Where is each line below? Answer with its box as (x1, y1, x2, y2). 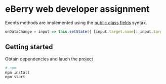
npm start (5, 75, 26, 80)
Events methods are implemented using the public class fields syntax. (5, 20, 147, 26)
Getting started (5, 43, 53, 51)
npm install (5, 70, 30, 75)
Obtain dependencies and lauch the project (5, 56, 93, 62)
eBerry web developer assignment (5, 3, 150, 15)
